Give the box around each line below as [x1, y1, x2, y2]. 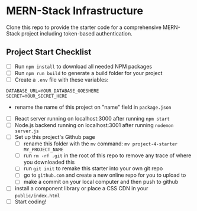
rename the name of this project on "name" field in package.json [14, 103, 172, 111]
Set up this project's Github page [14, 134, 96, 141]
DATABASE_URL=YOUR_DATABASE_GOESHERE [6, 87, 99, 94]
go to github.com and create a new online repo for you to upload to [23, 171, 186, 178]
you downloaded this [23, 158, 75, 166]
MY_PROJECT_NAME [23, 147, 64, 153]
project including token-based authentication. [21, 30, 133, 37]
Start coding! [14, 198, 47, 205]
